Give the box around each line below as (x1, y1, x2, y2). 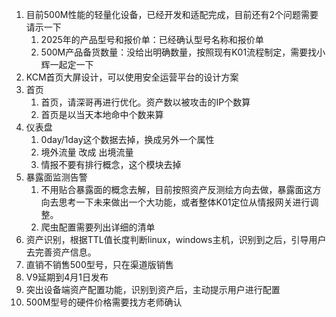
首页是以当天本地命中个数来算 (40, 109, 164, 120)
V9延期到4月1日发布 (25, 271, 109, 283)
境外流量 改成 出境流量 (40, 146, 134, 158)
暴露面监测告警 (25, 171, 88, 183)
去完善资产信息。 (25, 246, 97, 258)
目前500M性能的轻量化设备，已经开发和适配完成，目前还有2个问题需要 (25, 9, 319, 20)
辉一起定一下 (40, 59, 94, 70)
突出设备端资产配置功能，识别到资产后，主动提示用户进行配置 (25, 284, 281, 295)
